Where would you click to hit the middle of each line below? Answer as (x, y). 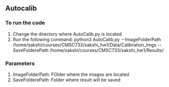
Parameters (20, 63)
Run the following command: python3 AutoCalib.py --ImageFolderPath (87, 39)
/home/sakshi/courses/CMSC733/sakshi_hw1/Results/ (107, 50)
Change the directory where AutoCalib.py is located (67, 34)
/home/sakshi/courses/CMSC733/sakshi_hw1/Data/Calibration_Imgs (84, 45)
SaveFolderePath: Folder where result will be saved (67, 80)
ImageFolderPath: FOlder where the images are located (71, 74)
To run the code (25, 23)
